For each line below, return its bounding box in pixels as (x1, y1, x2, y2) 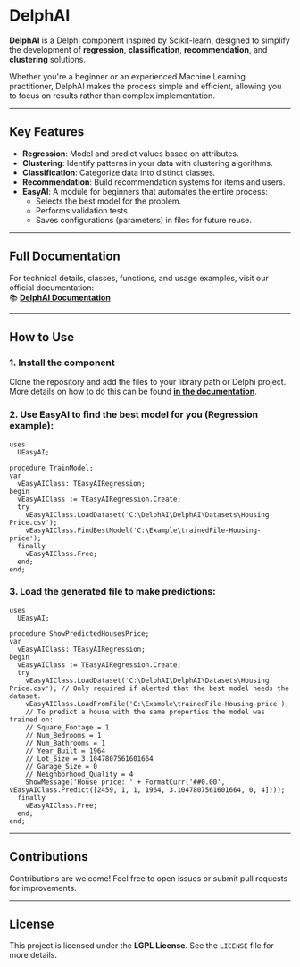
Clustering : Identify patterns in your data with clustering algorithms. (21, 157, 273, 168)
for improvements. (9, 882, 78, 893)
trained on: (9, 715, 54, 724)
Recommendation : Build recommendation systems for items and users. (21, 176, 286, 188)
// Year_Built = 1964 (25, 746, 105, 755)
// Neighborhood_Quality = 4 (25, 770, 134, 779)
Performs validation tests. (35, 204, 130, 215)
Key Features (9, 124, 85, 139)
